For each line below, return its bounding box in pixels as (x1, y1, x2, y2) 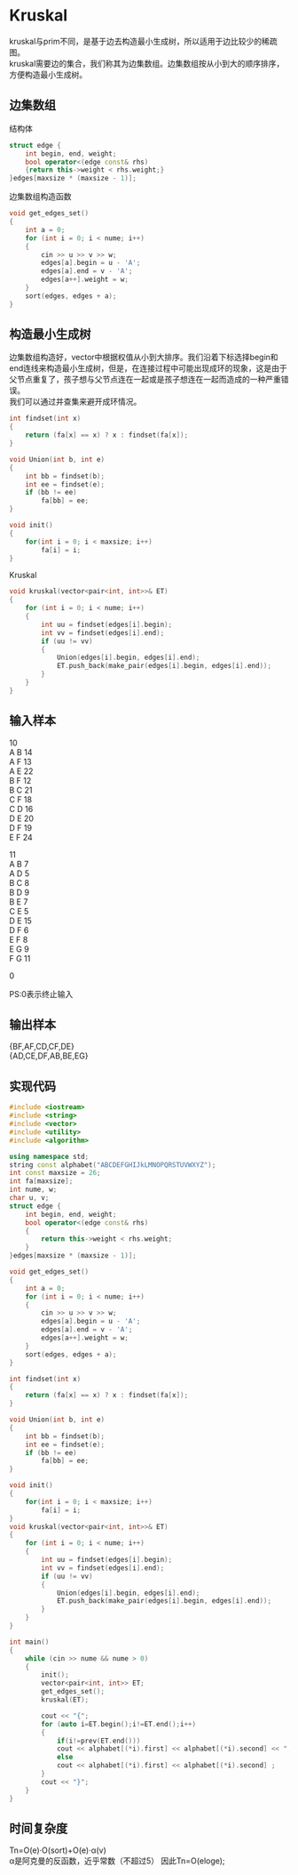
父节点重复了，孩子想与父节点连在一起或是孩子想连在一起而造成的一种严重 (9, 374, 281, 385)
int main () (9, 1638, 50, 1646)
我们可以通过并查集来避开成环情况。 (9, 397, 142, 407)
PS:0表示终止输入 (9, 988, 74, 999)
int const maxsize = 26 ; (9, 1169, 101, 1178)
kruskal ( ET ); (41, 1695, 90, 1704)
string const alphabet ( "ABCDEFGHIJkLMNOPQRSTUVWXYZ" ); (9, 1160, 216, 1170)
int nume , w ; (9, 1185, 58, 1195)
